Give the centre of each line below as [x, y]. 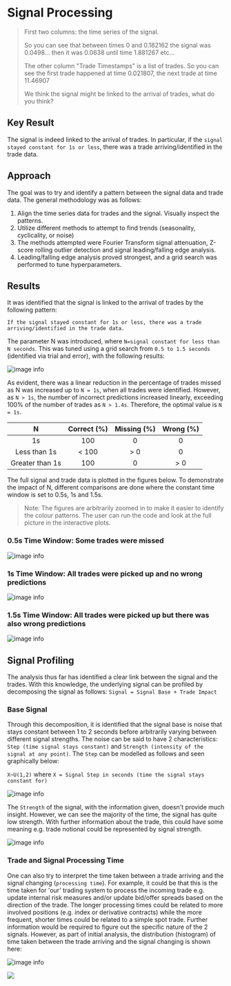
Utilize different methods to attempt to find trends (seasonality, [106, 228]
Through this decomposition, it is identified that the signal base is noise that [115, 725]
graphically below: [33, 761]
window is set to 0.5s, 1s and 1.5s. [55, 495]
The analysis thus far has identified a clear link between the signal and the [113, 677]
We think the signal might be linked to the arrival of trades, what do [119, 94]
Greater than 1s [36, 463]
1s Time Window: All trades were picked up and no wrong [105, 574]
